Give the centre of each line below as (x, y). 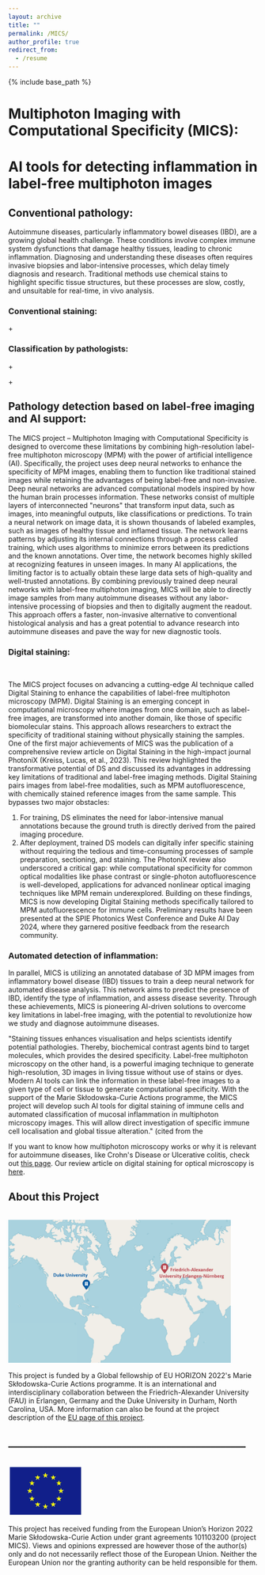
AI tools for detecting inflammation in (133, 167)
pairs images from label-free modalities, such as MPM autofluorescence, (127, 785)
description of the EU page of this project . (76, 1417)
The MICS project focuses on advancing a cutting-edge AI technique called (131, 684)
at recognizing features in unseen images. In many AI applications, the (123, 564)
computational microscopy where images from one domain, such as (119, 709)
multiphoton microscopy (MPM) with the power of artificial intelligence (138, 454)
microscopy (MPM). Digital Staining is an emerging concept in (109, 701)
